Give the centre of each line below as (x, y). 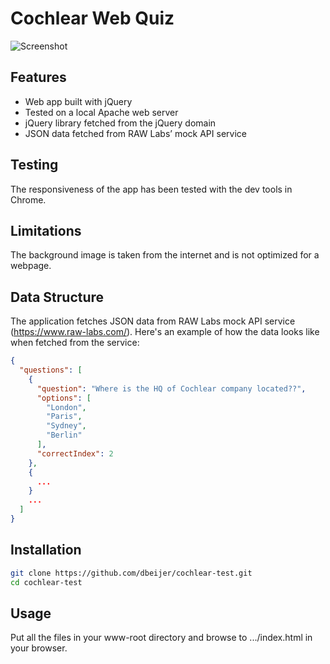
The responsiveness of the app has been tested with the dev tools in (151, 189)
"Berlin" (64, 435)
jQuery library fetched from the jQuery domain (120, 123)
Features (38, 77)
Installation (46, 550)
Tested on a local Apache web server (101, 112)
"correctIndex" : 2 (75, 453)
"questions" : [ (51, 370)
